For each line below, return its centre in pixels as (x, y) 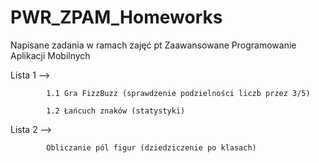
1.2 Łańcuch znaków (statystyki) (116, 111)
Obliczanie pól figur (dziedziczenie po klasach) (151, 147)
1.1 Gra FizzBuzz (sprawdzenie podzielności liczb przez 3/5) (178, 93)
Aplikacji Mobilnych (50, 55)
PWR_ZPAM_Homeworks (116, 17)
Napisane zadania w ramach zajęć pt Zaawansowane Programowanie (153, 45)
